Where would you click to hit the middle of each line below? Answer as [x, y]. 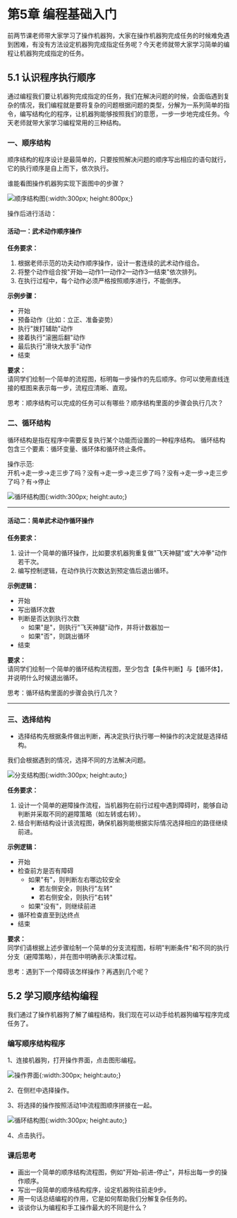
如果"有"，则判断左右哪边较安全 [74, 880]
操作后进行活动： [32, 214]
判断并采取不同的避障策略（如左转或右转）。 [81, 814]
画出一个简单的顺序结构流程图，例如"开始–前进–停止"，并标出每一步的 [119, 1172]
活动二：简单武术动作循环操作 [50, 520]
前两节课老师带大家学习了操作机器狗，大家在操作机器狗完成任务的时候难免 [115, 35]
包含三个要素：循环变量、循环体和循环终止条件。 [78, 449]
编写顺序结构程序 [36, 1043]
